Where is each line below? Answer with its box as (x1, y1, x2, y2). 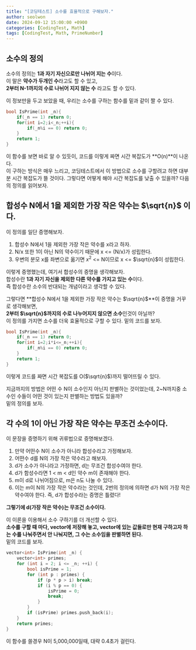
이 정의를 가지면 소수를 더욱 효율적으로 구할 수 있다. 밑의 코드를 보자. (6, 317, 162, 324)
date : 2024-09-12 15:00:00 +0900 (6, 19, 88, 25)
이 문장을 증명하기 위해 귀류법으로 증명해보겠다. (6, 435, 114, 442)
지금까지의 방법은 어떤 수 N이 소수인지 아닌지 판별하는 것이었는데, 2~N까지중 (6, 385, 181, 392)
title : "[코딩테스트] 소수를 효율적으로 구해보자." (6, 8, 114, 15)
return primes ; (16, 621, 54, 627)
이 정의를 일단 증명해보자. (6, 228, 64, 235)
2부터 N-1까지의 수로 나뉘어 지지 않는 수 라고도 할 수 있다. (6, 84, 136, 91)
